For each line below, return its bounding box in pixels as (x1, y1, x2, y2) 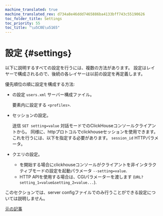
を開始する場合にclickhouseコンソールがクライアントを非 (19, 162, 135, 168)
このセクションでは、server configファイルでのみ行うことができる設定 (5, 190, 147, 196)
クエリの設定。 (12, 152, 42, 157)
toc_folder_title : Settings (5, 16, 62, 21)
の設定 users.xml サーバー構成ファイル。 (12, 92, 94, 98)
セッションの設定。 (12, 113, 51, 118)
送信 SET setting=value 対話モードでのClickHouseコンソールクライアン (12, 123, 156, 129)
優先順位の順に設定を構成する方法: (5, 81, 75, 87)
